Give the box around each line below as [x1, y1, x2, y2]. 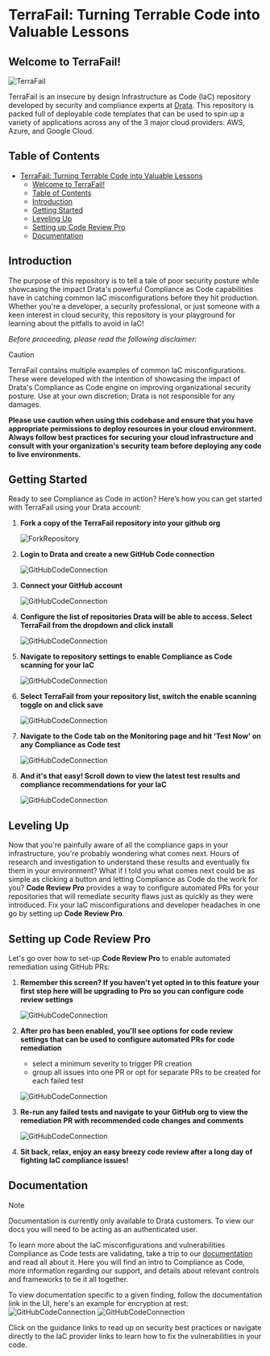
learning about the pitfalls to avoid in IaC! [8, 318, 145, 328]
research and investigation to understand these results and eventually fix [8, 857, 251, 867]
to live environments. [8, 449, 81, 459]
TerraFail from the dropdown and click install [19, 621, 173, 630]
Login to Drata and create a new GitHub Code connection [19, 550, 215, 559]
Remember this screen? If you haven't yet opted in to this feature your [19, 978, 260, 988]
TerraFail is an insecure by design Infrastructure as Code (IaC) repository [8, 92, 251, 102]
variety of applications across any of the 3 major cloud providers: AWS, [8, 118, 246, 127]
